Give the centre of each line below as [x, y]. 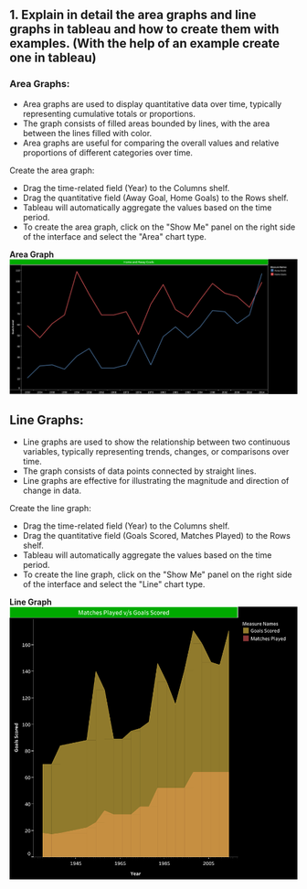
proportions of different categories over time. [108, 152]
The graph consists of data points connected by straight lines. [139, 471]
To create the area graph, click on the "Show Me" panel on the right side [159, 227]
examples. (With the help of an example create [145, 43]
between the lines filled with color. [87, 133]
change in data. [52, 490]
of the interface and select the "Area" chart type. [115, 236]
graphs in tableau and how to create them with [144, 30]
